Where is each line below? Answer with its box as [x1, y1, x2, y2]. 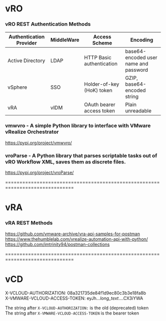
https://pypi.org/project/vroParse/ [5, 169, 74, 176]
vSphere [7, 84, 27, 91]
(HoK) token [83, 87, 113, 94]
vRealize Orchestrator [5, 128, 59, 135]
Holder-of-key [83, 81, 120, 88]
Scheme [92, 40, 112, 47]
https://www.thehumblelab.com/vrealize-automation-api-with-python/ [5, 236, 148, 242]
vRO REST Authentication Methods [5, 21, 91, 28]
